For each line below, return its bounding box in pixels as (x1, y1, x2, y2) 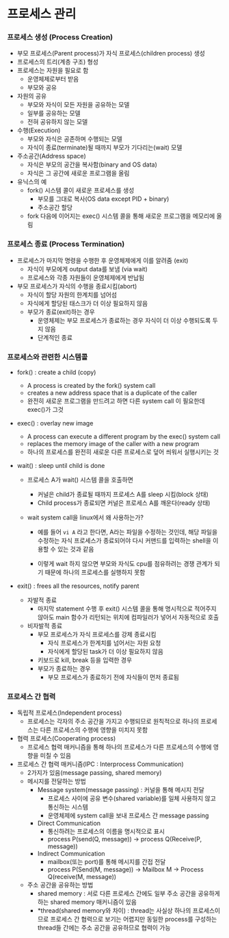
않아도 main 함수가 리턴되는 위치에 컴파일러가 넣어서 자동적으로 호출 (37, 613, 219, 621)
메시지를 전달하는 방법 (27, 777, 87, 785)
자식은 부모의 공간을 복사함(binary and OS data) (27, 160, 157, 169)
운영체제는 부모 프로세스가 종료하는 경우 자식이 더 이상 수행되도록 (37, 316, 211, 324)
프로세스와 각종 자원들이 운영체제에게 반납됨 (27, 273, 145, 282)
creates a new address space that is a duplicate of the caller (27, 388, 198, 397)
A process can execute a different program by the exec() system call (27, 432, 221, 441)
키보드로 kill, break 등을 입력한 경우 (37, 656, 133, 665)
